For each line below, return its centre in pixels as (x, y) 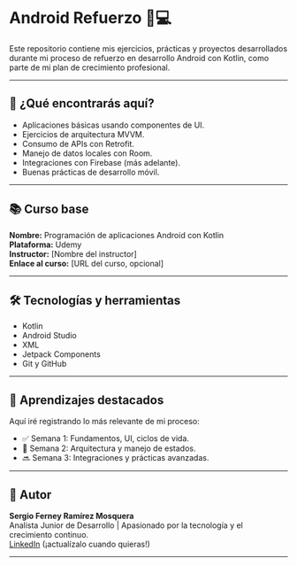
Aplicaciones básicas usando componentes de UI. (113, 125)
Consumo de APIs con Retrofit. (78, 143)
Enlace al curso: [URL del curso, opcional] (87, 263)
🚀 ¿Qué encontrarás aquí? (82, 104)
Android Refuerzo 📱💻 (91, 18)
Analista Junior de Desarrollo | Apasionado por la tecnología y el (126, 525)
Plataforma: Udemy (46, 244)
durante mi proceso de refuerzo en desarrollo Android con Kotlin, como (139, 58)
